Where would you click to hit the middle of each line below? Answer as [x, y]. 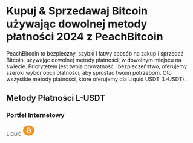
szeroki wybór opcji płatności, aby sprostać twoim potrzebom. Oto [89, 72]
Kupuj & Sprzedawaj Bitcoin [77, 11]
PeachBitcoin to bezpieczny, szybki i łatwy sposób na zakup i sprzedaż [95, 53]
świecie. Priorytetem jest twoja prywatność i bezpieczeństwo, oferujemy [97, 66]
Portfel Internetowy [35, 115]
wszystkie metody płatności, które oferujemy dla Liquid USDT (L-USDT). [96, 79]
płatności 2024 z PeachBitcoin [85, 37]
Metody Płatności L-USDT [56, 98]
